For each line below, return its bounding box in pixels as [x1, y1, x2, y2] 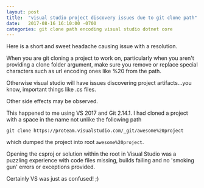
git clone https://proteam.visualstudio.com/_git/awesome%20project [6, 128, 184, 134]
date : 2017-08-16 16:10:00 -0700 [6, 20, 97, 26]
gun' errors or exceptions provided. [6, 163, 96, 171]
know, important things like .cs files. [6, 86, 96, 93]
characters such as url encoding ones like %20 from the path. [6, 68, 161, 75]
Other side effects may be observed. [6, 98, 99, 105]
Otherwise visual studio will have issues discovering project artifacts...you [6, 79, 192, 87]
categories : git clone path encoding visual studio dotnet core [6, 26, 173, 32]
